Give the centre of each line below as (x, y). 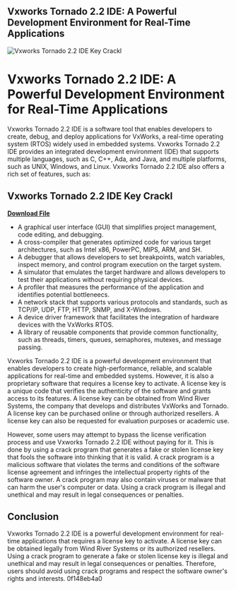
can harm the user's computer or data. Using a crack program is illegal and (117, 487)
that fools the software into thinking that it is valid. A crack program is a (111, 457)
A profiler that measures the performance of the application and (111, 287)
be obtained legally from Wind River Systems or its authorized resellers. (112, 549)
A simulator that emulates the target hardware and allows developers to (122, 272)
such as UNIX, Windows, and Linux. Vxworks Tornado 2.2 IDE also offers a (116, 166)
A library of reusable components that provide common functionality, (118, 332)
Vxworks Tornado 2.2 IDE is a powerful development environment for (108, 533)
